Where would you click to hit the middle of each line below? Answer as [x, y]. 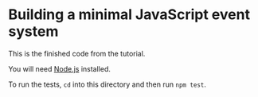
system [33, 31]
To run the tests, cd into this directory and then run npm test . [107, 84]
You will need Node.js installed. [60, 68]
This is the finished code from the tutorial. [77, 53]
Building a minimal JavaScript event [129, 15]
